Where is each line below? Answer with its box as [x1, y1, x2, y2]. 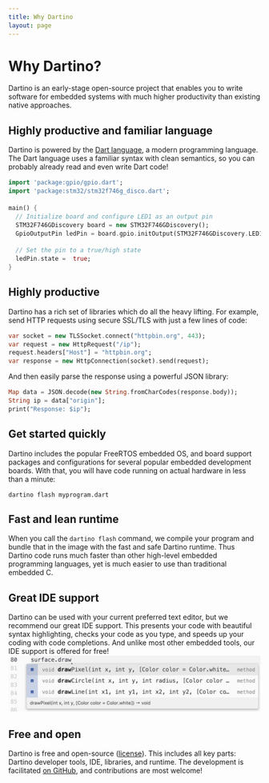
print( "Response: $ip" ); [8, 405, 91, 413]
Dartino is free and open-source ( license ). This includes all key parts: [8, 749, 236, 758]
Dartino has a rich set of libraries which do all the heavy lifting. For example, [8, 306, 259, 316]
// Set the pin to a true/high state [15, 246, 142, 254]
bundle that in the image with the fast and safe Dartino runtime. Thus [8, 542, 235, 552]
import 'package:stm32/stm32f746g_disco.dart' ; [8, 187, 171, 196]
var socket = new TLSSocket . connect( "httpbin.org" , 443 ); [8, 331, 206, 340]
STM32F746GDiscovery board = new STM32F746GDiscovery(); [15, 221, 210, 229]
